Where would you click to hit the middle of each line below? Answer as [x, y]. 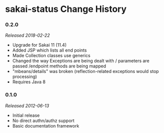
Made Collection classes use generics [51, 56]
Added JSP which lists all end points [49, 50]
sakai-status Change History [66, 9]
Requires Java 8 [29, 82]
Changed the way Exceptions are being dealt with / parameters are [81, 61]
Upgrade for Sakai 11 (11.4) [40, 45]
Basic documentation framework [46, 126]
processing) [25, 77]
